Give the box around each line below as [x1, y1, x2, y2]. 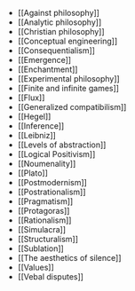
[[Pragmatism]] [17, 196, 74, 207]
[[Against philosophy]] [17, 8, 100, 18]
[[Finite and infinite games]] [17, 83, 120, 93]
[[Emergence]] [17, 55, 72, 65]
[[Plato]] [17, 168, 49, 178]
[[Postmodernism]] [17, 177, 87, 187]
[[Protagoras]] [17, 206, 70, 216]
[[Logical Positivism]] [17, 149, 96, 159]
